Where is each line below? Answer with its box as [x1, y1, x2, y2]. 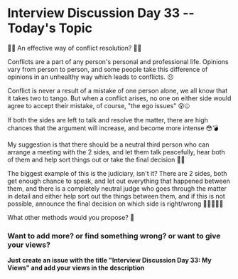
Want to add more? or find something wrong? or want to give [7, 231, 221, 241]
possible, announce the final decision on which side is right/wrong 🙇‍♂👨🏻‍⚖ [7, 199, 224, 208]
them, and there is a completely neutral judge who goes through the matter [7, 184, 227, 193]
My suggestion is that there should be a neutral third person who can [7, 140, 210, 149]
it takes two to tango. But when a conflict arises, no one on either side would [7, 94, 232, 102]
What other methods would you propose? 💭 [7, 213, 135, 221]
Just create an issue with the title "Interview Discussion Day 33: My [7, 256, 212, 265]
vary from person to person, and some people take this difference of [7, 65, 208, 73]
